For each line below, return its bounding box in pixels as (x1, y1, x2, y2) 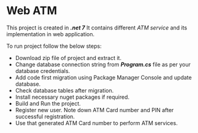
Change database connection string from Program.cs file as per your (15, 61, 191, 68)
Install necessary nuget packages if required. (15, 93, 130, 101)
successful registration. (15, 113, 75, 120)
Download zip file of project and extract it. (15, 54, 121, 61)
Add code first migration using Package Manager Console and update (15, 74, 192, 81)
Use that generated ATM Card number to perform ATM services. (15, 119, 178, 126)
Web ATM (6, 4, 57, 18)
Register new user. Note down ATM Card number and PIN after (15, 106, 174, 113)
